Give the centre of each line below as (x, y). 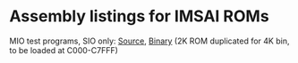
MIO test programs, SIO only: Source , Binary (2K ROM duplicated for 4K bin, (149, 41)
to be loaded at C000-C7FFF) (64, 50)
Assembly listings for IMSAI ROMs (140, 16)
